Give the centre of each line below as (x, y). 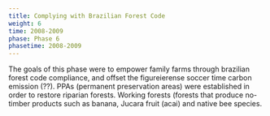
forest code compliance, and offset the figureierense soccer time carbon (130, 78)
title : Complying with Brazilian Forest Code (87, 16)
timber (20, 104)
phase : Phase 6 (34, 39)
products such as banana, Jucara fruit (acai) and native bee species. (147, 104)
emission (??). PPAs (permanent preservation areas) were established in (129, 87)
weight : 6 (25, 24)
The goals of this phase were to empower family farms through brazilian (129, 69)
